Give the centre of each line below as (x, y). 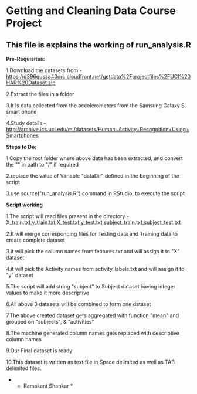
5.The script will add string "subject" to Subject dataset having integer (91, 286)
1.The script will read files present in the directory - (68, 216)
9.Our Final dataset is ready (39, 351)
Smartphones (23, 135)
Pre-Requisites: (26, 59)
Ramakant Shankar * (48, 386)
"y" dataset (20, 275)
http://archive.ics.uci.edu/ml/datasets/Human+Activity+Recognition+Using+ (98, 129)
